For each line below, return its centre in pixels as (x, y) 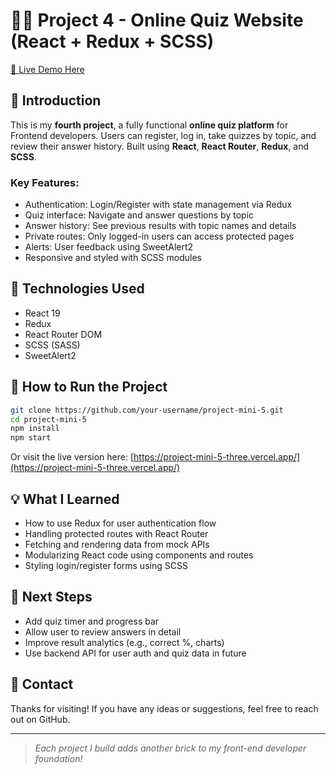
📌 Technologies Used (77, 289)
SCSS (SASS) (52, 345)
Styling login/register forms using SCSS (106, 565)
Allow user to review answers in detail (103, 631)
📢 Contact (42, 684)
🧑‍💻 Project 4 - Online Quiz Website (157, 20)
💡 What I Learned (65, 499)
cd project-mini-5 (48, 419)
